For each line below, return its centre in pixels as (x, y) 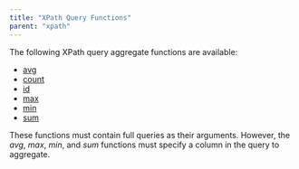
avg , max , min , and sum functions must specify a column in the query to (145, 145)
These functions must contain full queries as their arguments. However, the (150, 135)
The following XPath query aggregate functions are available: (124, 52)
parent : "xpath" (40, 26)
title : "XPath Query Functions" (70, 18)
